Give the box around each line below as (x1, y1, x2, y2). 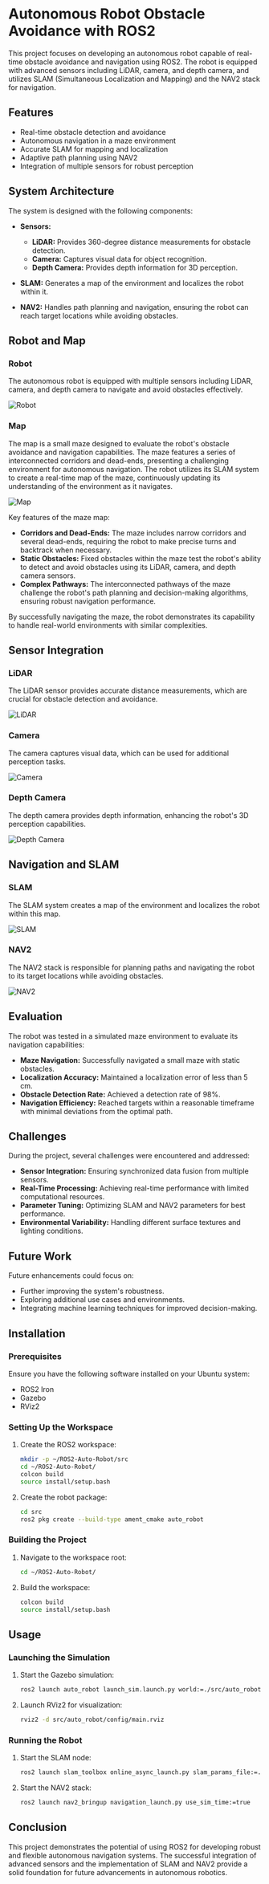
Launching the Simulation (8, 1651, 111, 1662)
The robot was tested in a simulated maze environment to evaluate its (8, 1031, 238, 1040)
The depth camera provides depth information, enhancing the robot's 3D (8, 810, 249, 820)
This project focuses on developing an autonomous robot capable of (8, 48, 235, 58)
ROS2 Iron (19, 1384, 55, 1394)
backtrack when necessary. (19, 545, 112, 555)
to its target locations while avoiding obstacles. (8, 970, 164, 980)
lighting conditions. (19, 1226, 84, 1236)
